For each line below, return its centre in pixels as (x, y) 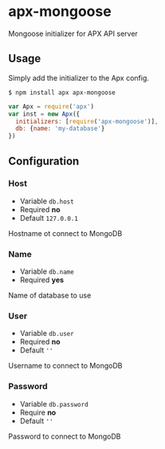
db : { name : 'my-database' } (60, 129)
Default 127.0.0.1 (49, 218)
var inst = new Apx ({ (44, 114)
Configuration (44, 161)
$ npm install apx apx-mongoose (62, 93)
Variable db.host (47, 201)
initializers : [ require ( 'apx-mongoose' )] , (87, 121)
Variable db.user (47, 333)
